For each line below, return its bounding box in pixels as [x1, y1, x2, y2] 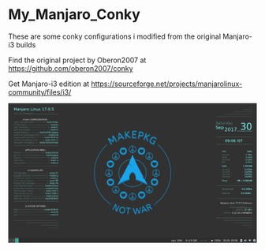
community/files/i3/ [8, 87, 72, 96]
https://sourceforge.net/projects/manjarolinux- [91, 79, 243, 88]
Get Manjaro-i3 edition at [8, 79, 90, 88]
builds [15, 39, 36, 49]
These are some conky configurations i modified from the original [8, 32, 222, 41]
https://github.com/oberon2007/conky [8, 63, 133, 73]
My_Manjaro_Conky [8, 6, 140, 24]
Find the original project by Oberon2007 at [8, 55, 147, 65]
